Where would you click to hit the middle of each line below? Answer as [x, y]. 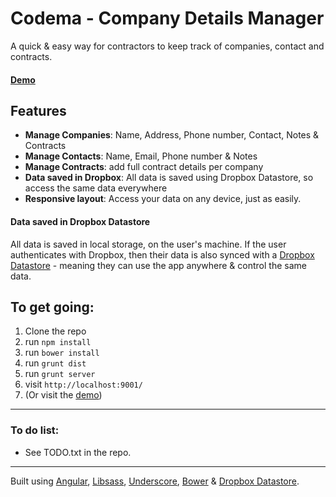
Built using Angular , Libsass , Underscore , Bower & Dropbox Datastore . [155, 481]
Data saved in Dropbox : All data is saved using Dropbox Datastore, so [169, 178]
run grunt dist [55, 363]
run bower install [62, 353]
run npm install [58, 342]
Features [38, 110]
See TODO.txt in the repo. [78, 452]
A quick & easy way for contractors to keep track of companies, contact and [167, 46]
